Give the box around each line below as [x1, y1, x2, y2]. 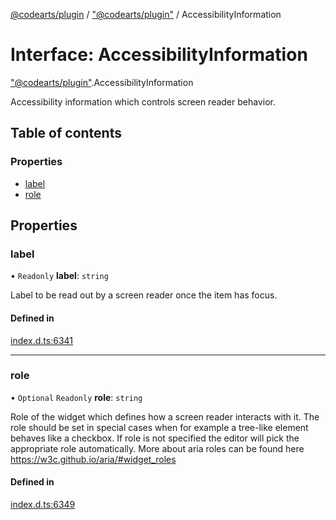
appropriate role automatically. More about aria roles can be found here [10, 442, 305, 454]
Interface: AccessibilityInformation [10, 44, 308, 66]
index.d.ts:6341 [10, 334, 74, 346]
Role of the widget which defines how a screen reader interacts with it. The [10, 410, 320, 423]
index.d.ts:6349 [10, 499, 76, 511]
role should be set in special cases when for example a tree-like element [10, 421, 309, 433]
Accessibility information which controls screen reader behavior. [10, 95, 276, 108]
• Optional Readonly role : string [10, 391, 143, 403]
